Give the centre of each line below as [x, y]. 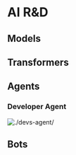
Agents [24, 87]
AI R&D [28, 12]
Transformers [38, 62]
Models [24, 39]
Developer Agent [37, 107]
